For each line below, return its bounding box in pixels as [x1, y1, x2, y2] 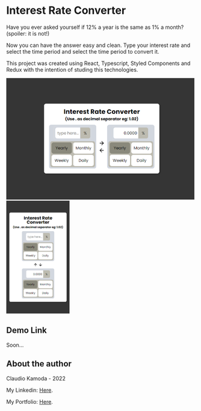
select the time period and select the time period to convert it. [6, 48, 159, 55]
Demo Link [6, 326, 47, 336]
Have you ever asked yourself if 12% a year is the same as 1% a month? [6, 23, 184, 31]
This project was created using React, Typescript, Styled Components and [6, 60, 191, 67]
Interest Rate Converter [6, 4, 126, 17]
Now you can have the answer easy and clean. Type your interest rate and [6, 42, 191, 49]
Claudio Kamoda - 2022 [6, 374, 66, 382]
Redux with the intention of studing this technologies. [6, 66, 138, 73]
